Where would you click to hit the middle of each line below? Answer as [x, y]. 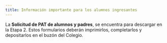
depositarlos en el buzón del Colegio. [44, 35]
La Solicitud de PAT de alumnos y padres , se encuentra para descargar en [84, 24]
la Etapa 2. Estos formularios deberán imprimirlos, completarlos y [74, 30]
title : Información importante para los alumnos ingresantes [71, 10]
